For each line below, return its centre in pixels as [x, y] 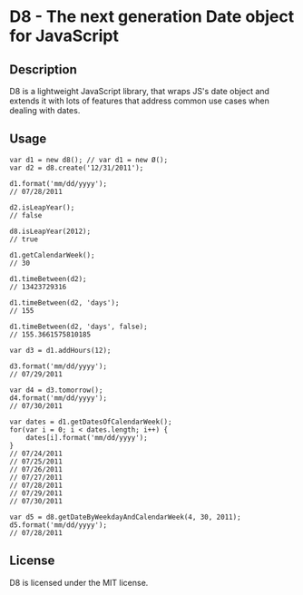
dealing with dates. [45, 110]
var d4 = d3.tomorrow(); [56, 390]
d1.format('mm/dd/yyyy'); [58, 183]
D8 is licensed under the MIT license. [79, 582]
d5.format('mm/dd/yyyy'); [58, 525]
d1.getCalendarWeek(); [52, 255]
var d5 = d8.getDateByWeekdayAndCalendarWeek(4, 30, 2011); [126, 517]
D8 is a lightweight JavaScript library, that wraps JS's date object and [140, 91]
